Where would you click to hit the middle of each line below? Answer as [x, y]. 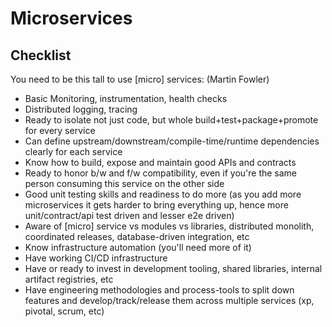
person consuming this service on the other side [124, 183]
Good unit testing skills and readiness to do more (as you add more [163, 194]
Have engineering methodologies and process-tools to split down [159, 290]
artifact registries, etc [69, 279]
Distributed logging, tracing [81, 109]
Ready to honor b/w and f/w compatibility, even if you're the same [161, 173]
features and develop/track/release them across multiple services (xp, [169, 300]
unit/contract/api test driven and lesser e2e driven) [129, 215]
